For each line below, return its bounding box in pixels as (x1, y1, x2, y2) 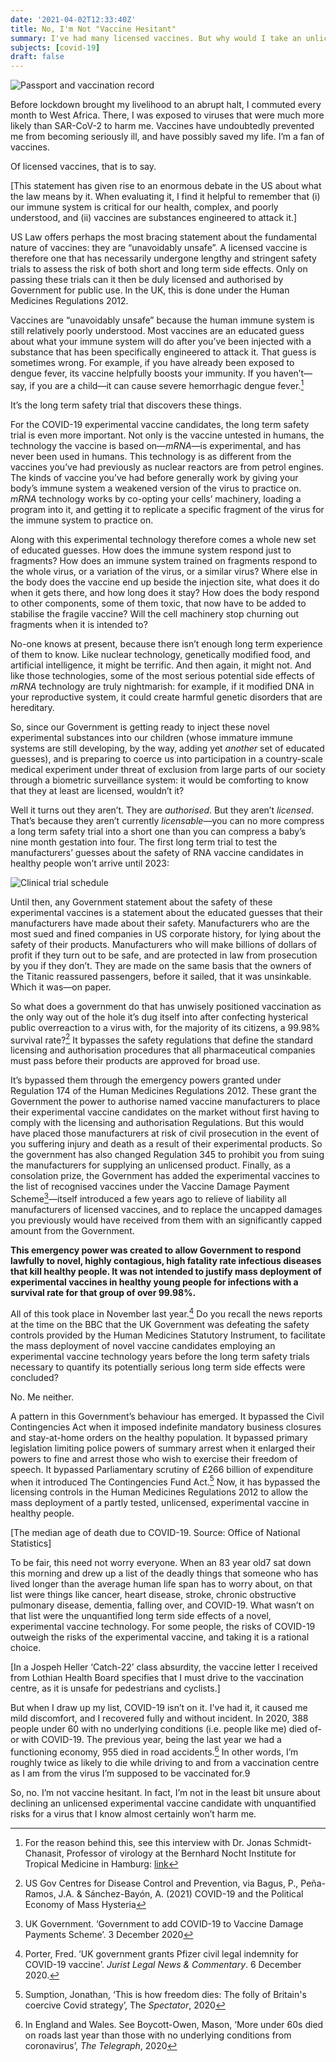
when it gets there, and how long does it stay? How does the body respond (10, 586, 320, 598)
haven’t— (273, 367, 313, 380)
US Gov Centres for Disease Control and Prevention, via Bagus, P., (24, 1877, 299, 1890)
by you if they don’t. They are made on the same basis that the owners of (10, 959, 312, 971)
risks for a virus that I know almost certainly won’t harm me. (10, 1808, 257, 1820)
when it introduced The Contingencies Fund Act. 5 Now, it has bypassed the (10, 1474, 321, 1488)
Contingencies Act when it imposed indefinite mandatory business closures (10, 1421, 322, 1433)
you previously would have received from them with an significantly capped (10, 1214, 323, 1226)
